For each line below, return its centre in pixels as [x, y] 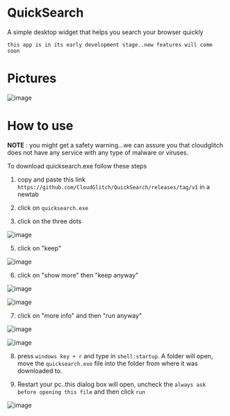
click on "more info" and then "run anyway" [80, 315]
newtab [28, 194]
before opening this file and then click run [81, 392]
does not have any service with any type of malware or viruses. [98, 152]
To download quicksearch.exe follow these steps [77, 166]
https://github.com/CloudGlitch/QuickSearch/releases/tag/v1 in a [114, 186]
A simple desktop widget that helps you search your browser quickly [105, 32]
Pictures [32, 79]
